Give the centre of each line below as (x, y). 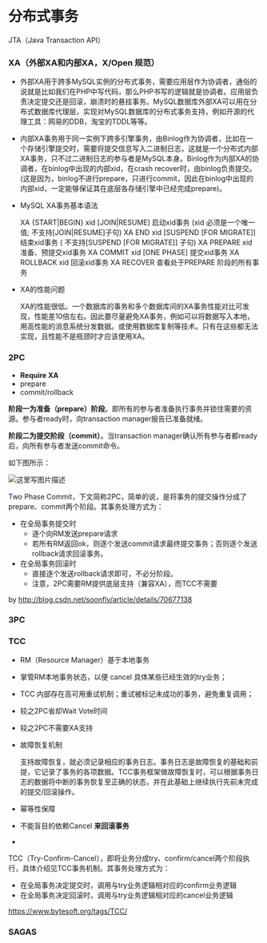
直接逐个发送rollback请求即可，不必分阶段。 (105, 573)
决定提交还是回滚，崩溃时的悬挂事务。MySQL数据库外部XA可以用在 (138, 101)
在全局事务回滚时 (48, 563)
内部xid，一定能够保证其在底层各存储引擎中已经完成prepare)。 (123, 189)
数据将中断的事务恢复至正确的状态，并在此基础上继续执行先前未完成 (146, 782)
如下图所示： (29, 462)
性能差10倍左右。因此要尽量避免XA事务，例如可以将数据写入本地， (144, 316)
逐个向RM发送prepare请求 (75, 533)
